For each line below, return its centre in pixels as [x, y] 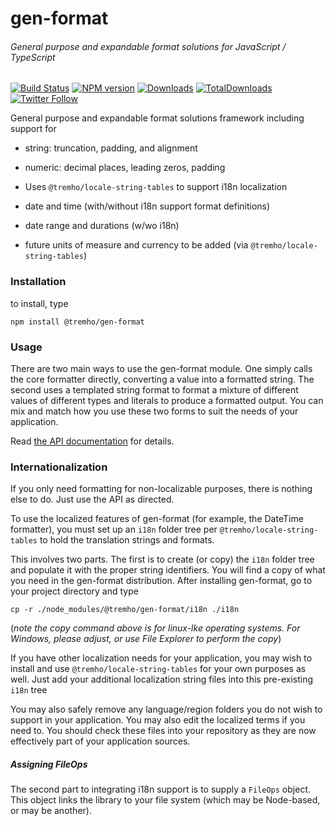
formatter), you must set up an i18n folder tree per [114, 529]
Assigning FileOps [49, 764]
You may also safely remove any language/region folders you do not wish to [166, 709]
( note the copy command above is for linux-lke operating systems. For [155, 628]
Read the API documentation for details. [92, 441]
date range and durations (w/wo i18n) [102, 226]
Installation [38, 282]
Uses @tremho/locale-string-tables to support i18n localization [156, 187]
